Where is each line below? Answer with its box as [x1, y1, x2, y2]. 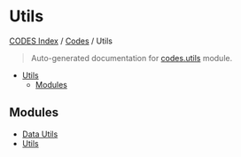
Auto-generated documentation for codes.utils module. [30, 52, 233, 63]
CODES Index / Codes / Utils [9, 35, 113, 46]
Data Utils [21, 129, 58, 139]
